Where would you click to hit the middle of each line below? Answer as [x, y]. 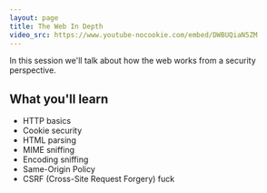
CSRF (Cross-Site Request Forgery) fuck [99, 179]
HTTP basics [46, 121]
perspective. [33, 70]
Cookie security [52, 131]
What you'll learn [59, 99]
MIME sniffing [49, 150]
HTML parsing [49, 140]
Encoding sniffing [55, 159]
